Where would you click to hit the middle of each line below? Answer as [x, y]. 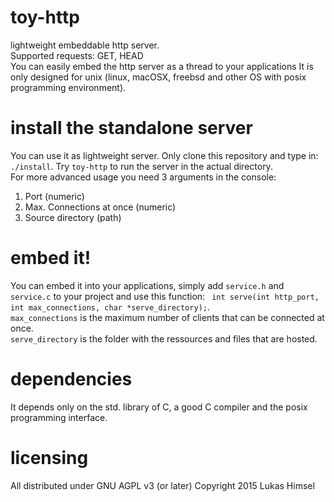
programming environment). [68, 87]
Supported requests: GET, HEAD [77, 55]
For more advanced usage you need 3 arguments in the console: [143, 177]
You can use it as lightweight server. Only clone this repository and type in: [164, 155]
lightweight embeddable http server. [85, 45]
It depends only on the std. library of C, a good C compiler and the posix [159, 407]
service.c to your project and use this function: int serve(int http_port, [165, 296]
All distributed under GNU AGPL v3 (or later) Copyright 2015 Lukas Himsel [162, 485]
